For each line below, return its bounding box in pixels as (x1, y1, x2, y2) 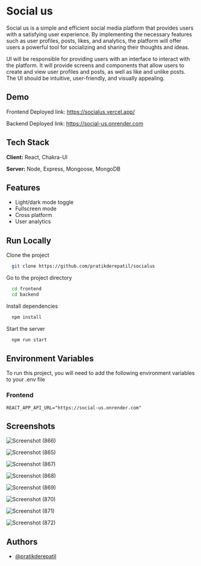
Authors (6, 536, 38, 547)
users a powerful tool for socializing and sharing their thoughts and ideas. (6, 44, 190, 51)
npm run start (11, 337, 47, 343)
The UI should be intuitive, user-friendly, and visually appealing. (6, 74, 165, 82)
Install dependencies (6, 302, 59, 310)
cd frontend (11, 286, 42, 292)
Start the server (6, 325, 45, 332)
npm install (11, 314, 42, 320)
